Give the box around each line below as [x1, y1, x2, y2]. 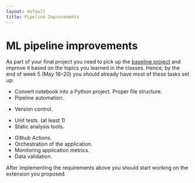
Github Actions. [14, 135, 52, 142]
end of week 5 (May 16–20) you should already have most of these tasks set [6, 71, 190, 78]
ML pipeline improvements [6, 39, 138, 52]
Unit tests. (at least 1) [14, 117, 65, 124]
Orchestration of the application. [14, 140, 93, 147]
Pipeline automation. [14, 94, 64, 101]
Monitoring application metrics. [14, 147, 90, 154]
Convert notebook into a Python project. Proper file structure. [14, 88, 162, 95]
